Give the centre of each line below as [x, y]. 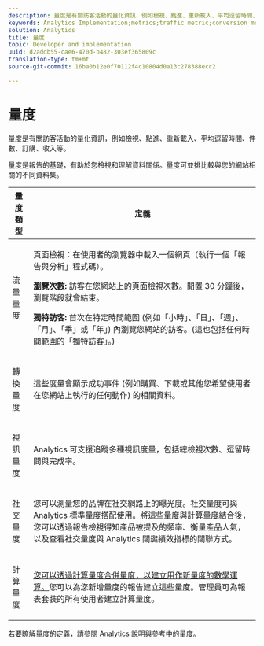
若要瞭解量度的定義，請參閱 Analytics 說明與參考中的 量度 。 [104, 633]
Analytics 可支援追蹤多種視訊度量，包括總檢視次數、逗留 [138, 449]
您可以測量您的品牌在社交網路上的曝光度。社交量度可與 [136, 503]
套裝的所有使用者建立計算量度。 [100, 599]
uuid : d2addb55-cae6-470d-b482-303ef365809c [82, 52]
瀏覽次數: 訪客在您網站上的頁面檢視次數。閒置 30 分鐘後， [141, 286]
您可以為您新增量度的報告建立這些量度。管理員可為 [143, 587]
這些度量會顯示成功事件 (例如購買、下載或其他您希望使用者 [142, 383]
